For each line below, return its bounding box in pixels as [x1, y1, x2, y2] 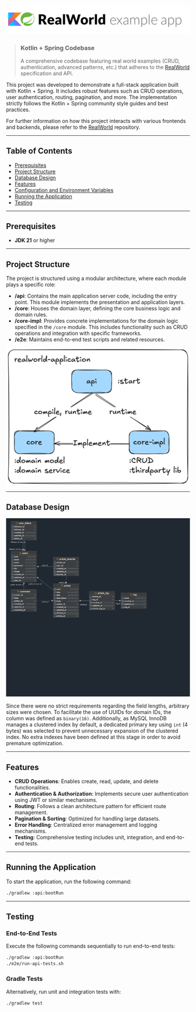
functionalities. [14, 784, 51, 791]
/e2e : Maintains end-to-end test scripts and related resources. [14, 336, 165, 343]
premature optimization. [6, 740, 64, 747]
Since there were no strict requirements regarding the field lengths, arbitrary [6, 702, 190, 710]
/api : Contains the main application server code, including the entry [14, 292, 177, 300]
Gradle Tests [6, 975, 43, 983]
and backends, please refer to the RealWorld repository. [6, 124, 141, 131]
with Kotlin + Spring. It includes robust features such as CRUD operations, [6, 87, 184, 94]
